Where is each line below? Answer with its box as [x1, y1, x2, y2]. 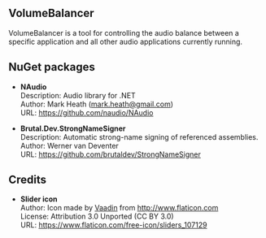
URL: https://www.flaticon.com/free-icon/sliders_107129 [20, 220, 207, 230]
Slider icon [20, 194, 59, 204]
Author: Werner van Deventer [20, 141, 120, 150]
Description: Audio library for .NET [20, 90, 136, 100]
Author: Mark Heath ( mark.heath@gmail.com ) [20, 99, 173, 109]
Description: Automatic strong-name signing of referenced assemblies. [20, 132, 259, 141]
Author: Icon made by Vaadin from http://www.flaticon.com [20, 203, 219, 213]
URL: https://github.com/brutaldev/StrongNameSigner [20, 149, 202, 159]
